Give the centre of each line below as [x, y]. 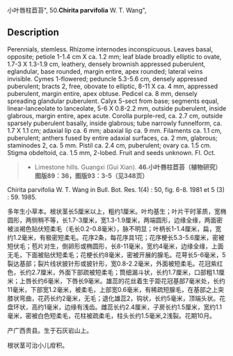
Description [33, 32]
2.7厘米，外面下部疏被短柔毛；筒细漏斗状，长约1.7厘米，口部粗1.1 [125, 272]
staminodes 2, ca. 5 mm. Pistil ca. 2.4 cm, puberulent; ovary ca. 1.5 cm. [110, 145]
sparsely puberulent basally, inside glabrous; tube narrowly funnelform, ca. [115, 123]
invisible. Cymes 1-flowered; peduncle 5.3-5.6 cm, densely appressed [107, 79]
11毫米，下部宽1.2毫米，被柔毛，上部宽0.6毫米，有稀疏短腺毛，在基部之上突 [116, 289]
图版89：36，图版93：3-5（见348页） [91, 175]
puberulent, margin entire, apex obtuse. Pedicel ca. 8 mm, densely [103, 93]
